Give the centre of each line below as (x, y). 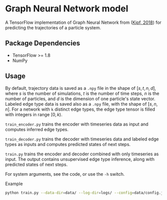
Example (14, 184)
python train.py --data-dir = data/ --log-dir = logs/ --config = (70, 193)
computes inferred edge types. (37, 129)
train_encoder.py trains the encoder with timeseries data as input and (77, 124)
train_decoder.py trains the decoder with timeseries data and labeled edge (82, 139)
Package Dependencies (43, 43)
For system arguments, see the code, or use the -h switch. (65, 174)
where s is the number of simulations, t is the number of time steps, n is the (82, 93)
